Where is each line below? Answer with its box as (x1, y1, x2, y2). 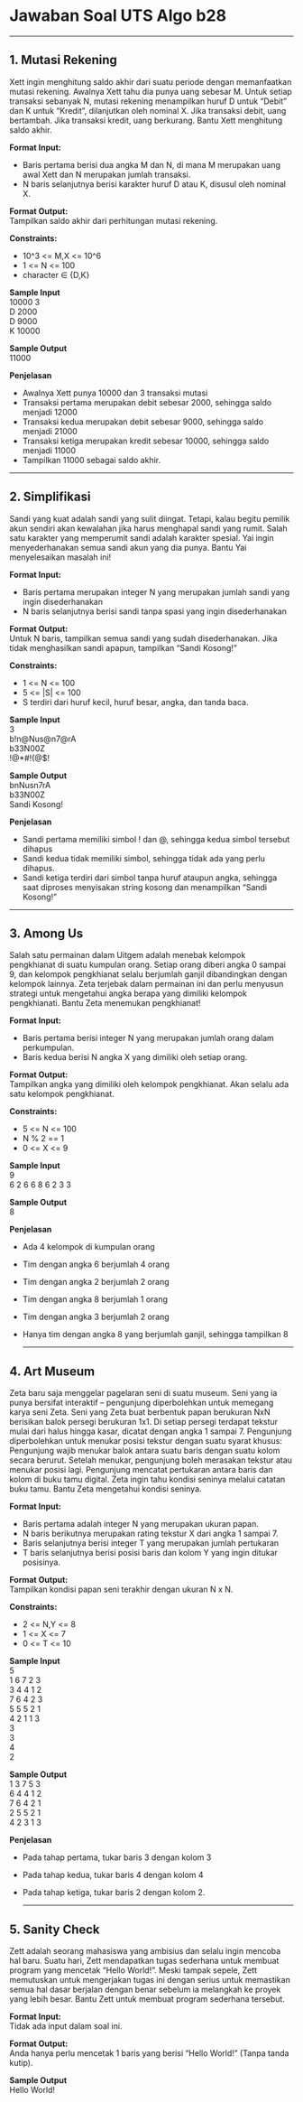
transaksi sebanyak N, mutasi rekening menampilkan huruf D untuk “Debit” (9, 96, 287, 107)
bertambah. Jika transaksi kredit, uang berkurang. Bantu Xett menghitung (9, 115, 282, 126)
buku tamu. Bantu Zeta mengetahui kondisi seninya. (9, 1483, 202, 1494)
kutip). (9, 2058, 33, 2068)
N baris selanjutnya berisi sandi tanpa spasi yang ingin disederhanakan (22, 606, 287, 617)
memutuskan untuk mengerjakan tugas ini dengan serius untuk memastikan (9, 1975, 290, 1985)
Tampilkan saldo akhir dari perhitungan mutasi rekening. (9, 215, 218, 226)
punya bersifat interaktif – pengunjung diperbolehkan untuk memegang (9, 1397, 274, 1409)
